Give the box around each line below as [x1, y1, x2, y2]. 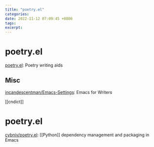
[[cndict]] [5, 98, 24, 105]
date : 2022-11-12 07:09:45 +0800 [5, 16, 73, 21]
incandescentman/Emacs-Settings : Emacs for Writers [5, 89, 113, 95]
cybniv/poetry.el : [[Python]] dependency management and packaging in [5, 132, 150, 138]
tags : [5, 20, 16, 26]
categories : [5, 12, 29, 17]
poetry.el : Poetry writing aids [5, 62, 63, 68]
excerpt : [5, 25, 23, 30]
